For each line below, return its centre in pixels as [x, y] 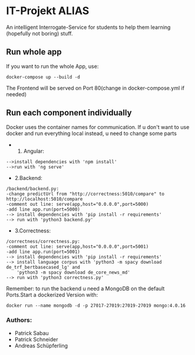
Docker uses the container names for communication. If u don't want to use [98, 127]
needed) [16, 94]
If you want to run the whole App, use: [52, 66]
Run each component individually [69, 113]
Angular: [34, 151]
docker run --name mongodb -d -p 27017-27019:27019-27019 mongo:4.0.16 [96, 305]
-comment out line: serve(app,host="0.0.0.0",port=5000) [77, 204]
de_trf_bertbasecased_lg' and [43, 267]
